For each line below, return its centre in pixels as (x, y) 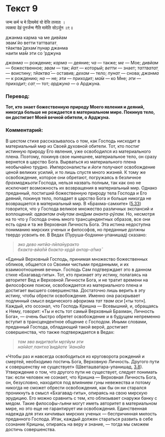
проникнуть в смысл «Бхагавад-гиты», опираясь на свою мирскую (77, 393)
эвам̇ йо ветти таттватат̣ (31, 43)
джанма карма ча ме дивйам (36, 37)
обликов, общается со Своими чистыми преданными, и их (67, 264)
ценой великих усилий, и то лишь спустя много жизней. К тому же (76, 172)
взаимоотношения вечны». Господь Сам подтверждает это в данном (79, 269)
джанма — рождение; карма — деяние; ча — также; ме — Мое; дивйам (82, 62)
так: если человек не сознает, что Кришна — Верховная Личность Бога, (82, 377)
